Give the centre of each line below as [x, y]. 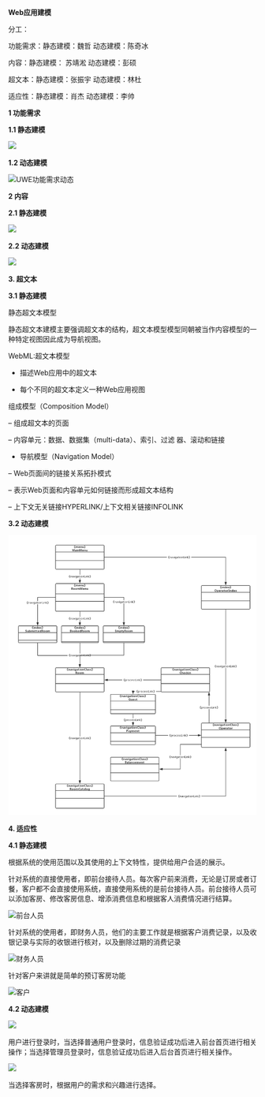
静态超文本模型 [32, 312]
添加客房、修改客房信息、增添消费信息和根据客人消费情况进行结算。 [125, 898]
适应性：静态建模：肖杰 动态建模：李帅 [71, 96]
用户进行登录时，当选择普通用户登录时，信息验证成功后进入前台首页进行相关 [132, 1042]
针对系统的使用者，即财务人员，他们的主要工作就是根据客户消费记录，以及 [129, 932]
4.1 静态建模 [28, 845]
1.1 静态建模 [27, 130]
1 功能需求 [24, 113]
